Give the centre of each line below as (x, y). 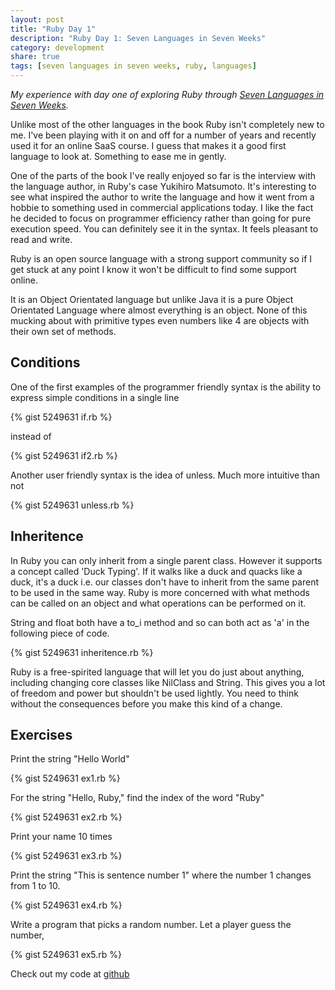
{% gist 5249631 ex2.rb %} (66, 817)
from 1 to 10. (35, 886)
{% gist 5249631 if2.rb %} (64, 455)
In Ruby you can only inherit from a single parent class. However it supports (166, 560)
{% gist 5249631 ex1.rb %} (65, 778)
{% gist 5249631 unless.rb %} (72, 505)
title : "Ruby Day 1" (53, 29)
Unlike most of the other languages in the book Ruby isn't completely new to (167, 124)
